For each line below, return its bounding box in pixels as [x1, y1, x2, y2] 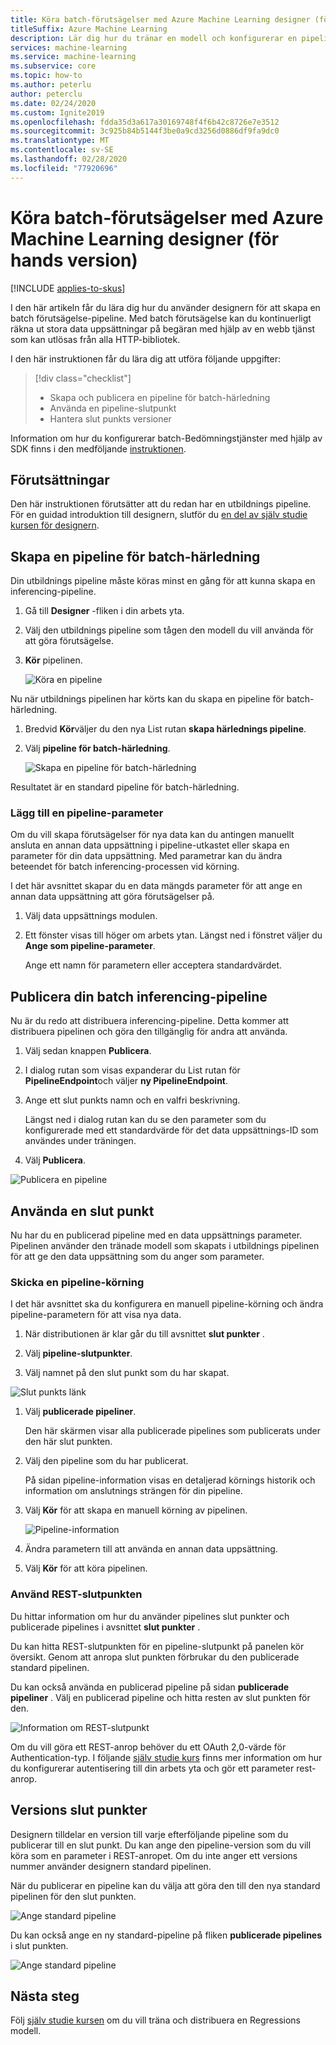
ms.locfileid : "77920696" [10, 163, 118, 173]
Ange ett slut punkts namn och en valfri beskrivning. [24, 1094, 241, 1106]
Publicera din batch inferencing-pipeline [10, 988, 268, 1005]
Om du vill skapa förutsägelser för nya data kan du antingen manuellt [10, 829, 295, 841]
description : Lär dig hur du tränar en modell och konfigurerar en [10, 33, 298, 43]
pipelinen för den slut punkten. [10, 1890, 137, 1902]
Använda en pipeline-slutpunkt [49, 402, 177, 414]
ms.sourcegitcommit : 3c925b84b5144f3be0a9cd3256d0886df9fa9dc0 [10, 126, 280, 136]
